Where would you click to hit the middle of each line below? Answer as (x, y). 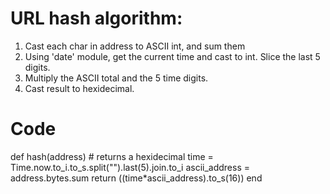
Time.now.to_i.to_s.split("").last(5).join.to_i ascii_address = (130, 167)
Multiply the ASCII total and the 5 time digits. (116, 78)
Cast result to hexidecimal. (79, 88)
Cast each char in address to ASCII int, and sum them (135, 46)
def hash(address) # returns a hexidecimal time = (112, 156)
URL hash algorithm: (96, 18)
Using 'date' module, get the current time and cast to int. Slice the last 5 (172, 56)
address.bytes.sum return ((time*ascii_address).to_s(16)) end (136, 178)
